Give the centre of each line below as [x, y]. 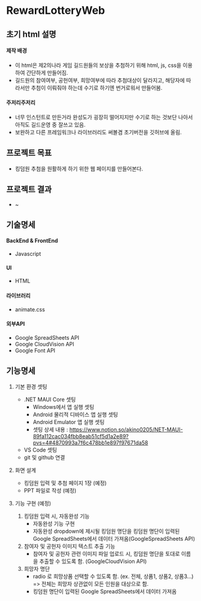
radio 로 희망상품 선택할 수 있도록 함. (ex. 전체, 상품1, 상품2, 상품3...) [113, 576]
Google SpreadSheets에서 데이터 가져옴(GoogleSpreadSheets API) [114, 538]
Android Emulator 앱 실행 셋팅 [69, 422]
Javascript [28, 254]
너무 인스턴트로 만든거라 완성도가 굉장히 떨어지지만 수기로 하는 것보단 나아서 [104, 117]
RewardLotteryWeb [56, 11]
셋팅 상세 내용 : [50, 429]
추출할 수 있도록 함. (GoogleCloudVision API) [93, 561]
